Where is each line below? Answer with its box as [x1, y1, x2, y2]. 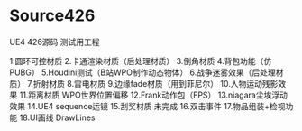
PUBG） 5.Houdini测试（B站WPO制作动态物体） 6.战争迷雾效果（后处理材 [9, 67, 284, 78]
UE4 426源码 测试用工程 [9, 36, 101, 47]
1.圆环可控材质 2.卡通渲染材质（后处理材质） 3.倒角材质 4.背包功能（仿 [9, 55, 272, 66]
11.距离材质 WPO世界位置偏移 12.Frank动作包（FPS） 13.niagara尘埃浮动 [19, 89, 288, 100]
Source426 [9, 5, 96, 26]
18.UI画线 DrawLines [19, 112, 96, 123]
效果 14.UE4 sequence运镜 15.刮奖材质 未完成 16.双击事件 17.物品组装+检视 [9, 100, 286, 111]
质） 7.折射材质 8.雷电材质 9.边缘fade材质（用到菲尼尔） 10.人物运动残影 [9, 78, 279, 89]
